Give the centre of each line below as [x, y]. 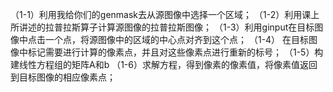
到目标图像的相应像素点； [63, 77]
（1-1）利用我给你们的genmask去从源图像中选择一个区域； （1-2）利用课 [161, 14]
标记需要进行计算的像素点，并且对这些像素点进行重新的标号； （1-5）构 [175, 52]
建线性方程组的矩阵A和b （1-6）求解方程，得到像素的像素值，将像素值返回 [164, 64]
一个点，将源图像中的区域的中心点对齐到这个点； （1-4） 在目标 [177, 39]
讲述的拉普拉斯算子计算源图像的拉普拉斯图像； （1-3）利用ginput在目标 [166, 27]
